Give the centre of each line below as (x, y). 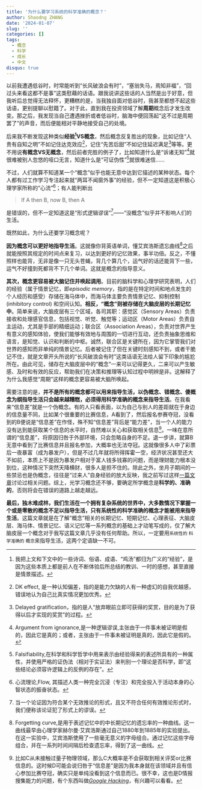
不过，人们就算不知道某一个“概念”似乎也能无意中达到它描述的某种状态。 (96, 173)
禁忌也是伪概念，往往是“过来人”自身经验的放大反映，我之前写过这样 (95, 475)
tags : (13, 40)
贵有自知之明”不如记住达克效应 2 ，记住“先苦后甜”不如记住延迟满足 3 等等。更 (99, 144)
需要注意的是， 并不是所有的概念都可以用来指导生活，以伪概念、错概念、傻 (98, 391)
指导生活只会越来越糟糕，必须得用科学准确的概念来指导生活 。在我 (103, 399)
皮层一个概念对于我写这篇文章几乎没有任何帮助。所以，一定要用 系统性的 (99, 533)
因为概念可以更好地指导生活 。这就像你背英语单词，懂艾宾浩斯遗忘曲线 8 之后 (100, 245)
